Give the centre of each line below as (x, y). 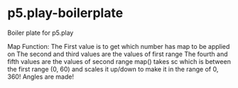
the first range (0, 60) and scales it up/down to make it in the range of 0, (113, 69)
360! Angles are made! (41, 77)
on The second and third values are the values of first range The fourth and (118, 54)
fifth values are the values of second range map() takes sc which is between (119, 61)
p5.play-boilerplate (65, 13)
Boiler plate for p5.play (40, 33)
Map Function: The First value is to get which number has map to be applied (119, 46)
